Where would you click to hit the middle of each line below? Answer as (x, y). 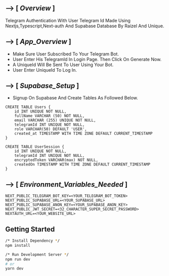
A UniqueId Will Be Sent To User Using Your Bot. (63, 65)
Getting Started (30, 229)
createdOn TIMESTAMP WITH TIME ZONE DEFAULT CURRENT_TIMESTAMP (82, 164)
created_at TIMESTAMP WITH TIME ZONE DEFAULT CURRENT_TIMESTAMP (83, 134)
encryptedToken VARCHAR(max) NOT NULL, (56, 160)
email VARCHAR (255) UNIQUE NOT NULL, (55, 121)
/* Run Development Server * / (37, 254)
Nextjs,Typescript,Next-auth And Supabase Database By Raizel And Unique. (85, 26)
